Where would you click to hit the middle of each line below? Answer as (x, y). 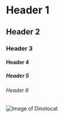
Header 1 (28, 10)
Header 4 (17, 63)
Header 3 (19, 48)
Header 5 (17, 75)
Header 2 (23, 32)
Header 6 (17, 91)
